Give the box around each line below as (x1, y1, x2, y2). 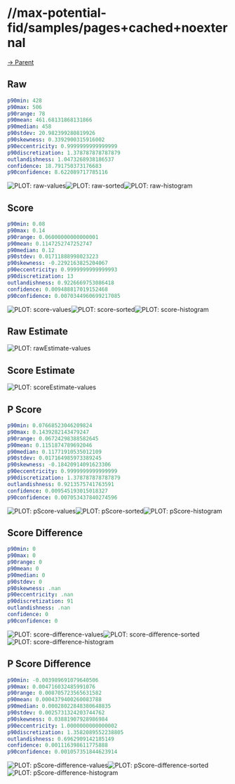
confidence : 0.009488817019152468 (7, 286, 109, 293)
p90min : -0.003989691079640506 (7, 677, 99, 684)
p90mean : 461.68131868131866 (7, 117, 93, 124)
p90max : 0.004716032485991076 (7, 683, 96, 690)
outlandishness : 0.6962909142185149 (7, 736, 114, 743)
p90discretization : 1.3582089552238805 (7, 729, 124, 736)
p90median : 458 (7, 123, 52, 131)
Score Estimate (7, 364, 75, 377)
